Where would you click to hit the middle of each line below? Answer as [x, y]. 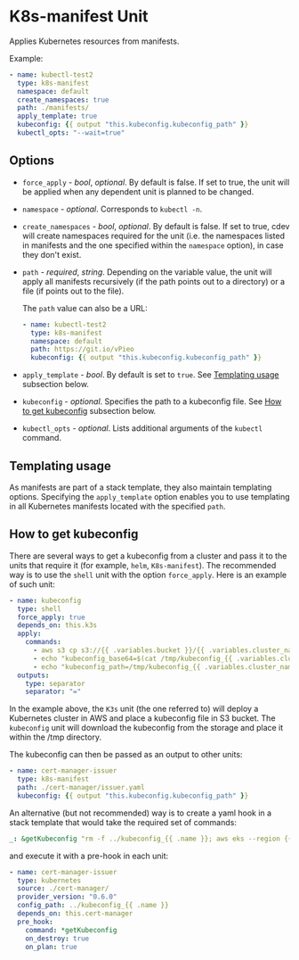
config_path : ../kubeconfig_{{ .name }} [93, 906]
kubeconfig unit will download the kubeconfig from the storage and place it [146, 728]
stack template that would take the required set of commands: [123, 822]
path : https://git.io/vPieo [83, 350]
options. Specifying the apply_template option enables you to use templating [149, 496]
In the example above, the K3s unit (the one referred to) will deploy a [134, 709]
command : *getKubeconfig [71, 930]
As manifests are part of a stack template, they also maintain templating [141, 487]
